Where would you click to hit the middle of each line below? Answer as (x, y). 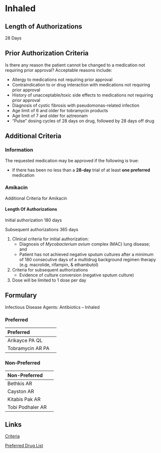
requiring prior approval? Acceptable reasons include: (59, 70)
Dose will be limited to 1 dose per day (49, 280)
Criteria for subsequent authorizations (50, 270)
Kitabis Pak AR (24, 400)
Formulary (21, 295)
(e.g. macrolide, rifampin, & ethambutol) (59, 265)
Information (19, 150)
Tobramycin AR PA (29, 349)
